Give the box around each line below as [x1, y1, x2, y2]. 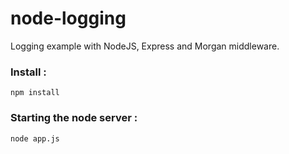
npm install [10, 88, 60, 98]
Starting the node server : [10, 111, 138, 125]
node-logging [10, 7, 127, 30]
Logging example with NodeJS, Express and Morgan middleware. [10, 40, 280, 52]
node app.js [10, 133, 60, 144]
